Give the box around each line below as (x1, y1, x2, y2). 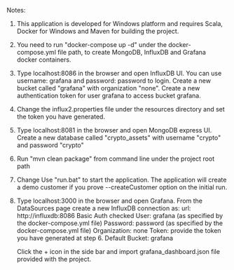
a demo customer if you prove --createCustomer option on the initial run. (16, 183, 228, 191)
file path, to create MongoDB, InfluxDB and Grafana (57, 48, 206, 56)
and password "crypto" (16, 141, 85, 149)
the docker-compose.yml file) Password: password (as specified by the (16, 219, 223, 227)
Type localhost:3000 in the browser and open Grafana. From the (16, 196, 202, 205)
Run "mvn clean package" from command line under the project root (16, 154, 215, 163)
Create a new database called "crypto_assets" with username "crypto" (16, 133, 221, 142)
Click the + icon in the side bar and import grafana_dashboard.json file (16, 248, 220, 255)
